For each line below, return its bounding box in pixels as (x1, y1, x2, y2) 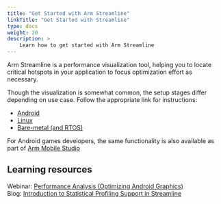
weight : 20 (7, 29, 38, 36)
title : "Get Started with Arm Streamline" (7, 10, 130, 17)
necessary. (7, 75, 39, 83)
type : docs (7, 23, 38, 29)
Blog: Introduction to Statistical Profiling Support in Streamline (7, 189, 182, 197)
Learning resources (7, 164, 92, 175)
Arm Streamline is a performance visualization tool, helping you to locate (7, 61, 212, 68)
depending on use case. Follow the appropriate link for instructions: (7, 96, 198, 103)
